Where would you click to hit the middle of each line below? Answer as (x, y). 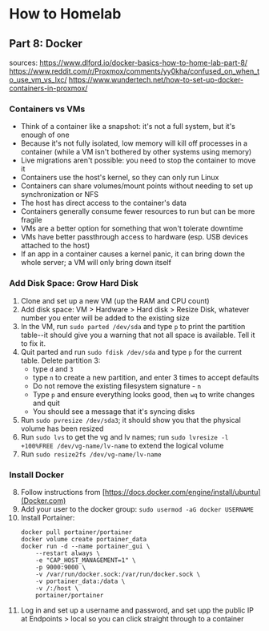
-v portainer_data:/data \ (80, 581)
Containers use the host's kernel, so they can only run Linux (120, 178)
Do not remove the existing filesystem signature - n (117, 386)
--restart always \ (68, 553)
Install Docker (37, 475)
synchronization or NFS (60, 195)
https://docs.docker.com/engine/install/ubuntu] (183, 492)
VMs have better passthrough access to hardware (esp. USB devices (134, 237)
